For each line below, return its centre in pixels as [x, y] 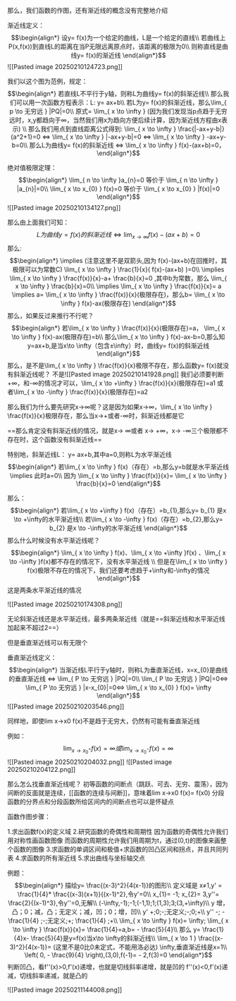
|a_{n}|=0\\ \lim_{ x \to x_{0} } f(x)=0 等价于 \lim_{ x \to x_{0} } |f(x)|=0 [118, 189]
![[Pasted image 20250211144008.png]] [65, 990]
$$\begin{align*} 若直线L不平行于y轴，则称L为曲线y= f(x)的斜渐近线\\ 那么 [115, 93]
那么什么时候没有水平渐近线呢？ [54, 540]
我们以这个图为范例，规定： [48, 81]
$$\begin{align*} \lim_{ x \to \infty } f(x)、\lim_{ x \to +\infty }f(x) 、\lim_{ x [118, 553]
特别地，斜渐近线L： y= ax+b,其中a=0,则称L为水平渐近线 [89, 454]
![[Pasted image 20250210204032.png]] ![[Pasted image [90, 762]
